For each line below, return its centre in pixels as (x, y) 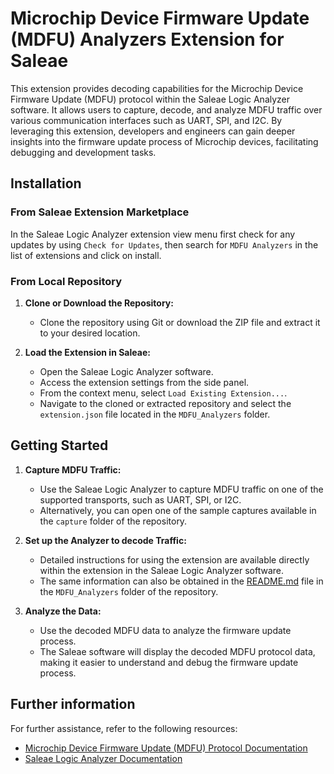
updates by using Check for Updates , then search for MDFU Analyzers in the (164, 244)
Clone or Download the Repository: (99, 303)
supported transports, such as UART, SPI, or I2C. (140, 499)
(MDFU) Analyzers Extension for (147, 39)
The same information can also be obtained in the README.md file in (181, 581)
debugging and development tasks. (83, 152)
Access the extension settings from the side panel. (144, 382)
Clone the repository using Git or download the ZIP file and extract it (180, 322)
